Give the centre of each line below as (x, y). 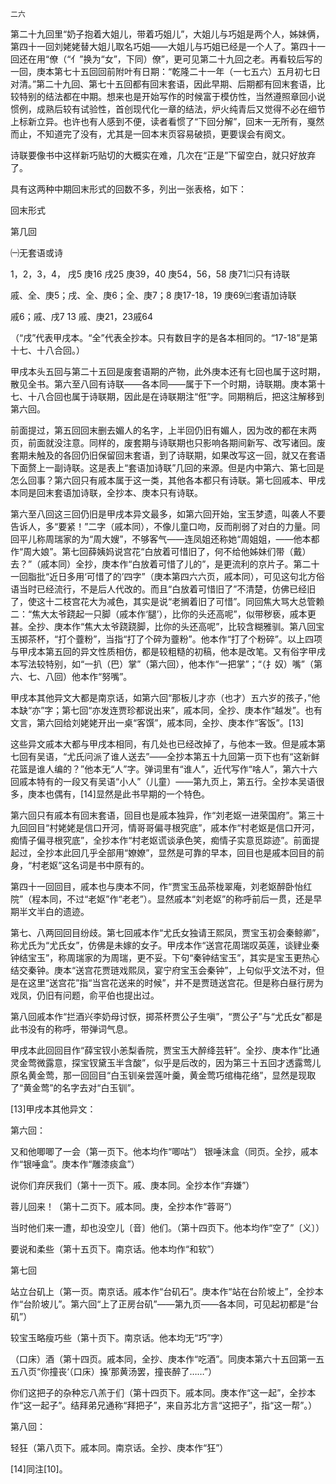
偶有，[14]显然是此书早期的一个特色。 (131, 794)
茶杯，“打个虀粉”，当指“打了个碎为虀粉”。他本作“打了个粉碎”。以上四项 (175, 639)
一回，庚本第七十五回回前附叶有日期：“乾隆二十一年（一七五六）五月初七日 (166, 71)
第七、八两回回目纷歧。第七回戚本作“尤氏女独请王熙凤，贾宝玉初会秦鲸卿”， (167, 932)
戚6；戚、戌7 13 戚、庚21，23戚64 (81, 316)
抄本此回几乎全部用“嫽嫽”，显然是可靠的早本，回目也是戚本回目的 (180, 852)
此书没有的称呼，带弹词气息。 (71, 1029)
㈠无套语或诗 (36, 252)
